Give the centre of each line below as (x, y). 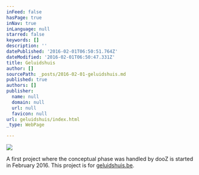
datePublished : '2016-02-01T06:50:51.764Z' (62, 52)
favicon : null (29, 114)
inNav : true (21, 23)
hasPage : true (24, 18)
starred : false (25, 35)
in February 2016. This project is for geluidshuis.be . (70, 165)
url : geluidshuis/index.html (43, 119)
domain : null (28, 102)
